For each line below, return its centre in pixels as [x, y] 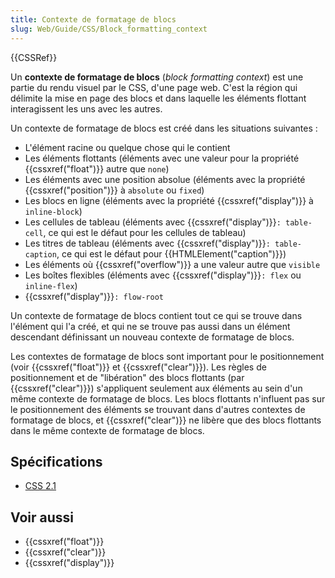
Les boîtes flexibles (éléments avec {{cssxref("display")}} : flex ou [163, 275]
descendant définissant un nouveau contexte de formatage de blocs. [152, 337]
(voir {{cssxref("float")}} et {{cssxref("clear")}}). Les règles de [138, 367]
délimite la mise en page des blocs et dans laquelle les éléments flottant [158, 98]
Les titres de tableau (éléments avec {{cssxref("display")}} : [147, 243]
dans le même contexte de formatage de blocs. [107, 430]
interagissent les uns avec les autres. [86, 108]
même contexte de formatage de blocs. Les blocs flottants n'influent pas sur [168, 398]
